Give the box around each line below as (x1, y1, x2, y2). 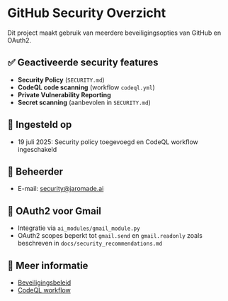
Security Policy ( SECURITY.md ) (17, 75, 105, 84)
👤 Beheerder (7, 165, 64, 177)
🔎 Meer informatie (7, 259, 89, 271)
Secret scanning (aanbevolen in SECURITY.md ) (17, 98, 151, 106)
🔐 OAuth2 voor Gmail (7, 204, 101, 217)
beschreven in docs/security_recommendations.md (17, 239, 163, 248)
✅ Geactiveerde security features (7, 57, 159, 69)
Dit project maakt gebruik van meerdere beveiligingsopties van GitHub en (7, 28, 222, 37)
